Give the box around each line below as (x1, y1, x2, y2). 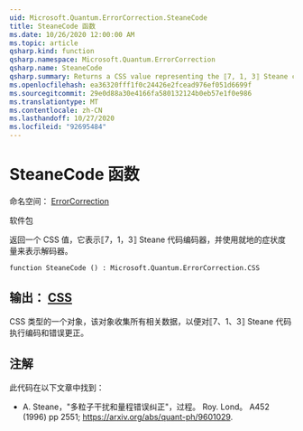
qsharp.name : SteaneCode (9, 64, 103, 73)
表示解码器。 (24, 245, 73, 256)
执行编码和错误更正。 (9, 327, 88, 338)
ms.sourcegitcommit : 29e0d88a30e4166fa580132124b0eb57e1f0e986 (9, 89, 252, 98)
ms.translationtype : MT (9, 97, 99, 107)
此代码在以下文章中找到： (9, 381, 105, 393)
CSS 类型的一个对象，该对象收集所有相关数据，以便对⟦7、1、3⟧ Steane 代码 (9, 315, 292, 326)
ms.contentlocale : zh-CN (9, 106, 103, 115)
